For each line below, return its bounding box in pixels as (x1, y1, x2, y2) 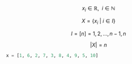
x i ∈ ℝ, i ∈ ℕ (82, 5, 116, 13)
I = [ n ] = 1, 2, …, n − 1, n (71, 30, 126, 37)
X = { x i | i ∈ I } (82, 17, 116, 26)
